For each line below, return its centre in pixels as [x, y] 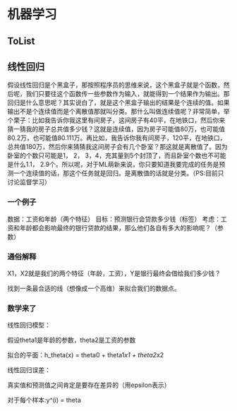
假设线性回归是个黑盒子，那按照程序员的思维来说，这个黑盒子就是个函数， [115, 85]
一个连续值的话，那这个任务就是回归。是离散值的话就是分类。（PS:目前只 [119, 173]
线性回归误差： [29, 370]
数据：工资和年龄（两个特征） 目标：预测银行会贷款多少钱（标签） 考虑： [114, 219]
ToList [21, 41]
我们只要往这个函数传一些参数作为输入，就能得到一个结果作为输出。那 [128, 94]
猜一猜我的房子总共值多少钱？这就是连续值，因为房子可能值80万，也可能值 [116, 129]
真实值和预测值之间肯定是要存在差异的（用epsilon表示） [89, 385]
